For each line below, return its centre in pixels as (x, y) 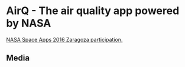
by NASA (29, 23)
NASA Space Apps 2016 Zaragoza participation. (64, 39)
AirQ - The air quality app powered (93, 11)
